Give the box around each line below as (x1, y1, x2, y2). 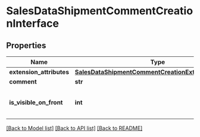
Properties (6, 40, 46, 50)
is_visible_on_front (9, 98, 63, 106)
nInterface (6, 17, 60, 30)
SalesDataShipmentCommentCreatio (6, 4, 193, 18)
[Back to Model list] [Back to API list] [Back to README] (6, 125, 143, 132)
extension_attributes (9, 68, 70, 76)
